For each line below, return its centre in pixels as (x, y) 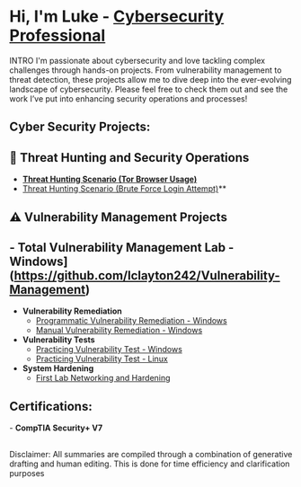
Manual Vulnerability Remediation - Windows (119, 331)
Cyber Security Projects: (80, 127)
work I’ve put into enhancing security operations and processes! (128, 98)
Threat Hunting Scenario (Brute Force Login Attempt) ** (124, 189)
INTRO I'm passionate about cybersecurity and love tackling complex (137, 60)
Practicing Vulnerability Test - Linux (102, 359)
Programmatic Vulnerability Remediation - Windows (131, 321)
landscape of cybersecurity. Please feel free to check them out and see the (149, 89)
